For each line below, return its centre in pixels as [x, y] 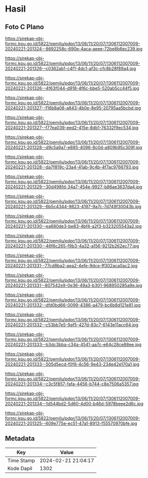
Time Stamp [21, 461]
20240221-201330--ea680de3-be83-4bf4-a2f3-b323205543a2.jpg [74, 226]
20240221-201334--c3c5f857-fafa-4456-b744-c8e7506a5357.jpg [72, 384]
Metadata [20, 438]
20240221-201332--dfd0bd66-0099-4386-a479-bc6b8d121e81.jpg [73, 305]
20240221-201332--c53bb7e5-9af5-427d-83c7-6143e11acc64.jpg [72, 325]
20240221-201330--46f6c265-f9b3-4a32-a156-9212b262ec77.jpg [72, 246]
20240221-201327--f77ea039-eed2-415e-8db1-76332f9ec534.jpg [72, 128]
